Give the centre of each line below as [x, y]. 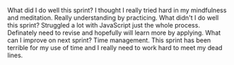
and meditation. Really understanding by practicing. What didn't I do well [113, 18]
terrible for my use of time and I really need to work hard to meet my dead [115, 48]
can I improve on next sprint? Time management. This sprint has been [109, 40]
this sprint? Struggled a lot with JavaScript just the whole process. [104, 25]
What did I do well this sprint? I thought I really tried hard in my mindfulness [117, 10]
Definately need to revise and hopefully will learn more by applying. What [114, 32]
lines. [15, 55]
